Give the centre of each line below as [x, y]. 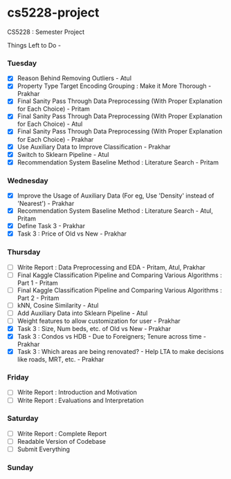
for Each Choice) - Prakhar [55, 139]
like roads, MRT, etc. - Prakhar [61, 359]
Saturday [23, 418]
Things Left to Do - [34, 45]
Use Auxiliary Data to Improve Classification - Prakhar [94, 147]
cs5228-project [53, 13]
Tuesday [22, 63]
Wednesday [28, 180]
